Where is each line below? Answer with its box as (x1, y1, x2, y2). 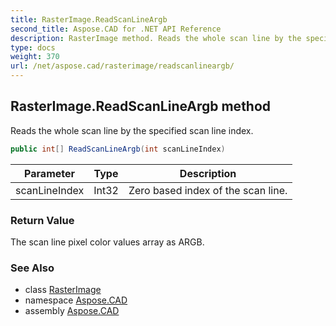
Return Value (10, 213, 75, 227)
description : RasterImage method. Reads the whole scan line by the (10, 33, 302, 43)
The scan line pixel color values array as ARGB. (10, 236, 205, 248)
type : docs (10, 42, 56, 53)
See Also (10, 261, 55, 275)
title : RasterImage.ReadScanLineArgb (10, 14, 168, 25)
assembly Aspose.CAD (24, 305, 120, 317)
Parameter (24, 166, 76, 180)
